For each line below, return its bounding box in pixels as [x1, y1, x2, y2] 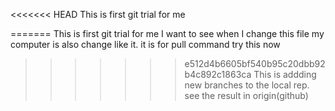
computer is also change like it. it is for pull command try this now [10, 39, 281, 50]
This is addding [253, 69, 317, 80]
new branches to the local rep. [184, 79, 310, 91]
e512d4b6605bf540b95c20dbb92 [184, 58, 326, 69]
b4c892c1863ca [184, 69, 252, 80]
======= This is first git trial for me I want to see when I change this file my [10, 28, 325, 39]
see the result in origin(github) [184, 90, 309, 101]
